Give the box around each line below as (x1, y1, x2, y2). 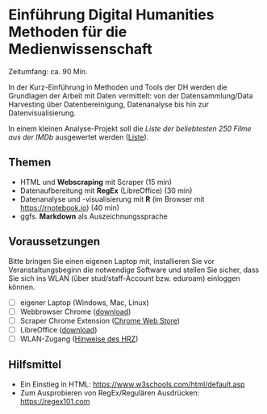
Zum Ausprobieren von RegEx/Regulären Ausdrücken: (19, 387, 200, 397)
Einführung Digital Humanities (8, 6, 215, 24)
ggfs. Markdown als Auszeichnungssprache (19, 211, 168, 221)
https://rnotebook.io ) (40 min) (19, 203, 119, 212)
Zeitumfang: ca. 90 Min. (8, 66, 88, 76)
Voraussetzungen (8, 235, 101, 249)
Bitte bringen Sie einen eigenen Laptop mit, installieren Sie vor (8, 256, 215, 266)
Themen (8, 156, 52, 169)
